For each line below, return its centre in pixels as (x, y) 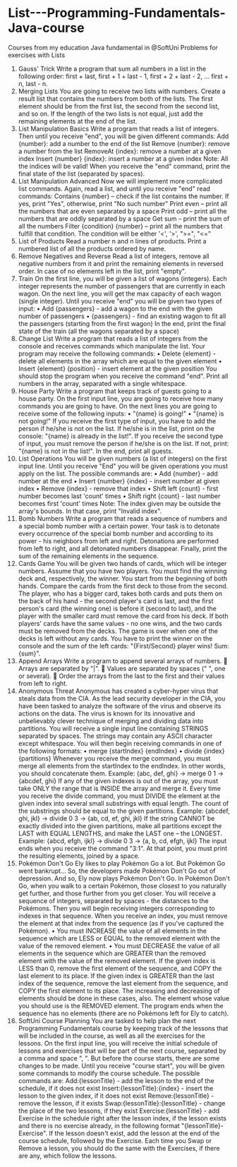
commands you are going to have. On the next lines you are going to (117, 406)
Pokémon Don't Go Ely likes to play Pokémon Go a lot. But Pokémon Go (122, 863)
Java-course (46, 28)
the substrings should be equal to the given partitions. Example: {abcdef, (124, 811)
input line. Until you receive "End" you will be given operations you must (123, 466)
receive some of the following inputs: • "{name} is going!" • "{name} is (121, 413)
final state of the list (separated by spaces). (81, 174)
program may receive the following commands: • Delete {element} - (117, 353)
